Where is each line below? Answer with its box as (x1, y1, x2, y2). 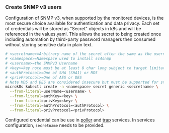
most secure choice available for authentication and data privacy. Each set (5, 20, 160, 26)
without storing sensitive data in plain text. (5, 42, 93, 48)
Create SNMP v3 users (5, 4, 62, 11)
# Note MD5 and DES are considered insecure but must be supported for (5, 80, 158, 85)
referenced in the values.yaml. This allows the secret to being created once (5, 31, 161, 37)
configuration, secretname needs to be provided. (5, 122, 105, 128)
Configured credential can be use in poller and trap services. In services (5, 117, 155, 123)
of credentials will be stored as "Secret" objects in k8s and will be (5, 26, 142, 32)
